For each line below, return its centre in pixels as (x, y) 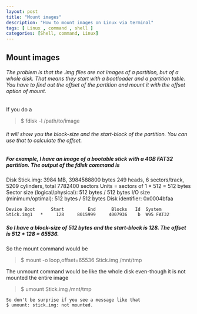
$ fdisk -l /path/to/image (50, 121)
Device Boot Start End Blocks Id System (84, 210)
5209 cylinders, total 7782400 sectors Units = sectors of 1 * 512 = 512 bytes (98, 186)
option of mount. (26, 91)
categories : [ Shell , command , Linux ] (52, 34)
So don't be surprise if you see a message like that (74, 300)
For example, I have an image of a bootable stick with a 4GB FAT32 (90, 158)
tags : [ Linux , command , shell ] (50, 28)
